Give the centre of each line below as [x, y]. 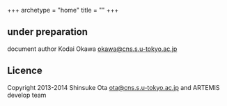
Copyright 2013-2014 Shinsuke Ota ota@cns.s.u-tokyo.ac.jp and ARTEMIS [114, 87]
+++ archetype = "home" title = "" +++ [63, 10]
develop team [27, 95]
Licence [25, 71]
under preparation [48, 32]
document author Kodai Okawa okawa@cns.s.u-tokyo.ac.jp [92, 49]
